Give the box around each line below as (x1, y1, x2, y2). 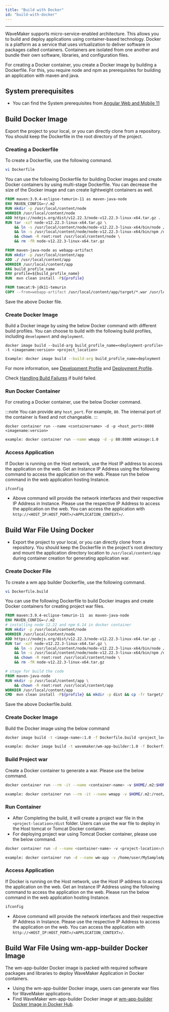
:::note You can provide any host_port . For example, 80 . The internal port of (5, 409, 161, 415)
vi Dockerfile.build (5, 589, 49, 594)
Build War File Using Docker (5, 526, 94, 534)
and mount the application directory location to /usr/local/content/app (12, 550, 161, 556)
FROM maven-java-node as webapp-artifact (5, 248, 94, 253)
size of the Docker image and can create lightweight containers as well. (5, 187, 153, 193)
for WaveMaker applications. (12, 991, 72, 997)
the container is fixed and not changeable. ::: (5, 414, 98, 420)
